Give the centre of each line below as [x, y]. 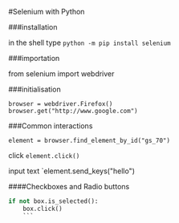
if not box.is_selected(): [53, 201]
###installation [33, 27]
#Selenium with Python [47, 12]
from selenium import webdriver [61, 74]
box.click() [43, 209]
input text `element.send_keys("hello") [71, 171]
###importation [34, 58]
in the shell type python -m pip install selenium [89, 43]
